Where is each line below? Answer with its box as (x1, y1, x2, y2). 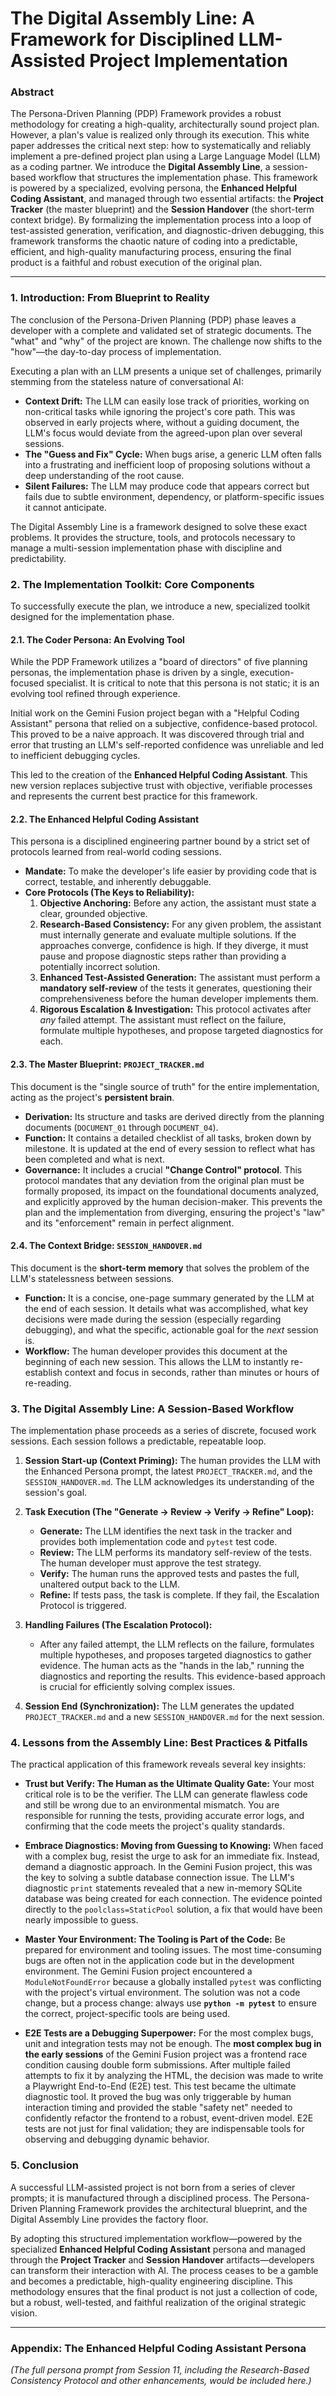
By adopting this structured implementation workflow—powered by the (10, 2232, 303, 2244)
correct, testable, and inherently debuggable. (24, 876, 212, 888)
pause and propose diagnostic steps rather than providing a (39, 950, 287, 962)
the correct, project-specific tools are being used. (24, 2008, 231, 2020)
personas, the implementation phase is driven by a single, (10, 667, 248, 679)
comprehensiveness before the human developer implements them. (39, 993, 319, 1005)
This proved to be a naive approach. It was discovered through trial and (10, 728, 305, 741)
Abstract (10, 85, 55, 99)
